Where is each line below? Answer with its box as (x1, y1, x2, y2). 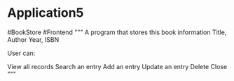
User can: (7, 49, 36, 57)
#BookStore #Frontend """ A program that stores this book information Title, (7, 28, 227, 36)
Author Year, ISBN (7, 35, 60, 43)
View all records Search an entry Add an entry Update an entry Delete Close (7, 62, 228, 71)
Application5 (7, 5, 84, 21)
